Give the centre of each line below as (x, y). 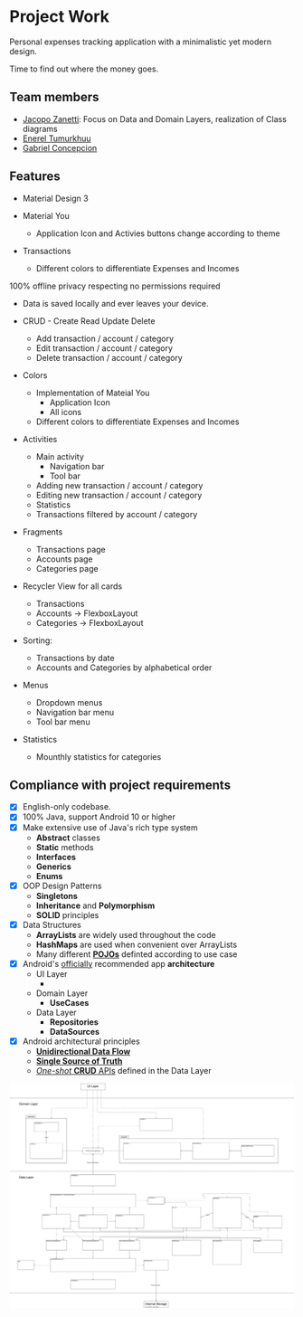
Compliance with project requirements (120, 785)
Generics (54, 867)
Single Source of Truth (79, 1061)
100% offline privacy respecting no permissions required (115, 286)
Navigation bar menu (75, 712)
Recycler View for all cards (72, 586)
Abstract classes (68, 838)
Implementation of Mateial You (93, 393)
